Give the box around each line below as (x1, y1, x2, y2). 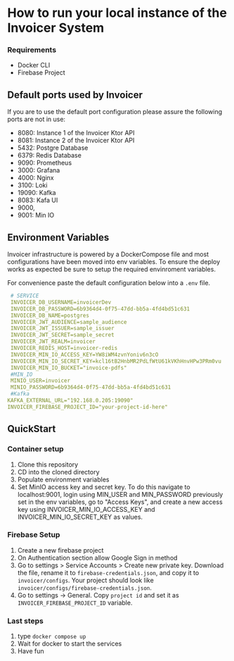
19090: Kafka (17, 189, 56, 197)
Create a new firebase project (17, 546, 104, 554)
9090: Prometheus (17, 158, 72, 167)
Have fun (17, 647, 44, 655)
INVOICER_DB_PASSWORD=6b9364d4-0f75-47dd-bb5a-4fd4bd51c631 (10, 305, 190, 313)
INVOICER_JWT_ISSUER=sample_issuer (10, 325, 115, 332)
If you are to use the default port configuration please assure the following (7, 108, 223, 116)
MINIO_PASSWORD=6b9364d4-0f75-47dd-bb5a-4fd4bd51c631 (10, 384, 171, 391)
